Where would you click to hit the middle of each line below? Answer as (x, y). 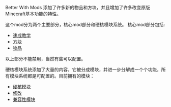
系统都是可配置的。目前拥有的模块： (56, 76)
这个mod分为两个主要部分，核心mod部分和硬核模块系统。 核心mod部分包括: (85, 25)
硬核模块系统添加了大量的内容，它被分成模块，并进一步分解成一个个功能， (83, 69)
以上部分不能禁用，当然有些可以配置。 (45, 59)
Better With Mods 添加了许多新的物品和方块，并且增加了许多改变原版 (78, 7)
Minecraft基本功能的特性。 (33, 14)
